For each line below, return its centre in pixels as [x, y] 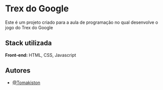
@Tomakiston [26, 83]
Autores [18, 70]
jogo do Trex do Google [29, 27]
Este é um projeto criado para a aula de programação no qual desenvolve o [81, 22]
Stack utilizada [28, 43]
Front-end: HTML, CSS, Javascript [41, 55]
